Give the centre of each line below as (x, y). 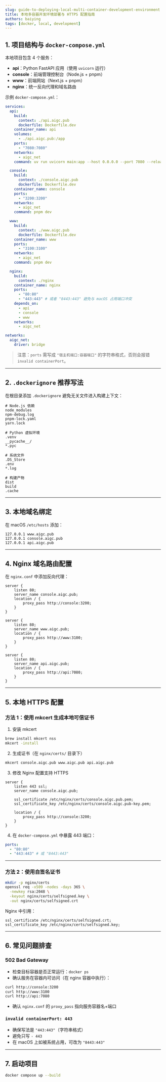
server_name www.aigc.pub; (42, 629)
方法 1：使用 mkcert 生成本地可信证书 (50, 717)
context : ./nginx (36, 281)
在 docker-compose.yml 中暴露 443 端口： (54, 835)
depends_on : (26, 304)
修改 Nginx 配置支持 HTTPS (40, 773)
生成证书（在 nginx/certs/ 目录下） (48, 753)
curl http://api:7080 (27, 996)
